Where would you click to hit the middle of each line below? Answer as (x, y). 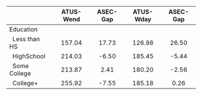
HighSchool (29, 56)
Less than (26, 39)
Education (23, 29)
